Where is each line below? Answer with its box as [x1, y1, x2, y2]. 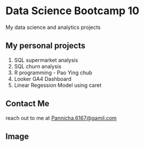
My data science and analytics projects [5, 24, 101, 31]
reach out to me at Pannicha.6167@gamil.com [5, 114, 117, 122]
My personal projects [5, 41, 86, 51]
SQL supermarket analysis [14, 56, 78, 63]
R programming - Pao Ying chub [14, 69, 93, 76]
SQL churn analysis [14, 63, 62, 70]
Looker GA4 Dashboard [14, 75, 72, 82]
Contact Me [5, 99, 50, 109]
